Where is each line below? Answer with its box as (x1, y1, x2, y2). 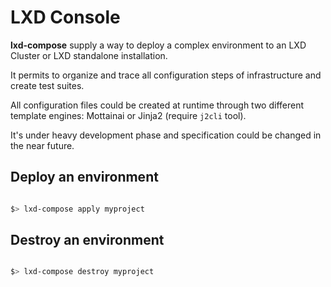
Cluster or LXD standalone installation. (10, 49, 168, 61)
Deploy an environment (10, 169, 159, 186)
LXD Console (10, 6, 121, 29)
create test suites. (10, 79, 85, 91)
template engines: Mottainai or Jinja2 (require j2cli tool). (10, 109, 247, 121)
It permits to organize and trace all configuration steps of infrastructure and (10, 69, 322, 81)
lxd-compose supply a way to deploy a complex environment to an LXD (10, 39, 307, 51)
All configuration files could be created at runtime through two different (10, 99, 304, 111)
